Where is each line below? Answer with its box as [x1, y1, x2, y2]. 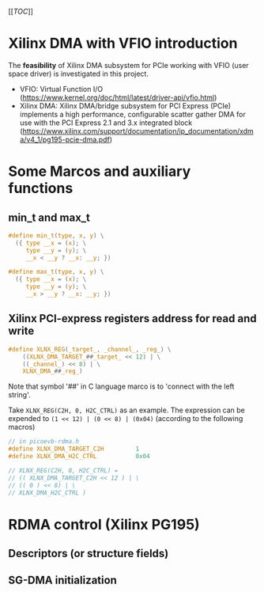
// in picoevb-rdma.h [8, 438, 80, 446]
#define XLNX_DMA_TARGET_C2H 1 [8, 445, 140, 453]
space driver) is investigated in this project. [8, 69, 149, 78]
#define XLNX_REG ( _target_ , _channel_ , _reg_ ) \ [8, 345, 172, 353]
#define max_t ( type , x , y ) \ [8, 268, 104, 276]
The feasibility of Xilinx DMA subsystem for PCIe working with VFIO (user [8, 60, 249, 70]
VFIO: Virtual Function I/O [19, 84, 104, 93]
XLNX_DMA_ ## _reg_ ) [22, 367, 83, 375]
